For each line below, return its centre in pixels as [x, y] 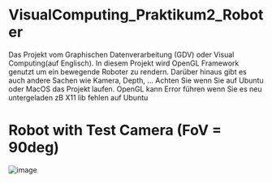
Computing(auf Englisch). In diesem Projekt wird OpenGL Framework [124, 63]
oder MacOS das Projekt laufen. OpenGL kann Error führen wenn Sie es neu [135, 89]
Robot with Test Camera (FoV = [115, 130]
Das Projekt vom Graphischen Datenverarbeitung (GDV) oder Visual [121, 54]
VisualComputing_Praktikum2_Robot [136, 15]
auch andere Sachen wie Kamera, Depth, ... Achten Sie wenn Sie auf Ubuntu [136, 80]
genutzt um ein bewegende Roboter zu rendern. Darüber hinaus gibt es [128, 71]
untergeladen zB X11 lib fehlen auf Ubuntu [78, 97]
